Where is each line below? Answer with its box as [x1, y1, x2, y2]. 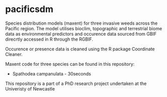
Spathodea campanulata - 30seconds [12, 70, 92, 76]
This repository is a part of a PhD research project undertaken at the [5, 80, 147, 86]
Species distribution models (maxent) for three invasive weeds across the [5, 20, 158, 26]
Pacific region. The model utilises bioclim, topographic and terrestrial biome [5, 25, 162, 31]
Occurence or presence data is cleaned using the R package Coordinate [5, 46, 155, 52]
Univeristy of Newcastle [5, 85, 55, 91]
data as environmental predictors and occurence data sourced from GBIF [5, 31, 157, 37]
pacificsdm [5, 4, 54, 15]
